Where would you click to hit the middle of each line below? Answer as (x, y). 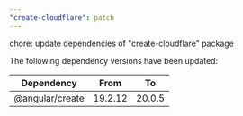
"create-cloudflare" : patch (62, 18)
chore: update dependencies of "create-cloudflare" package (121, 43)
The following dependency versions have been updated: (114, 60)
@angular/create (49, 98)
